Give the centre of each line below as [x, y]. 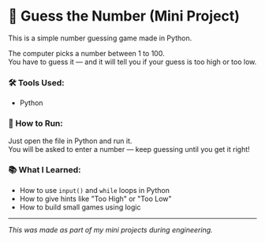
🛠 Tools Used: [36, 82]
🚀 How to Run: [35, 123]
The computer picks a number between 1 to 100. [86, 53]
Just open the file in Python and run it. [70, 141]
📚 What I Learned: [45, 170]
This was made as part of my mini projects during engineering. [110, 229]
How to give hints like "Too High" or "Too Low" [95, 199]
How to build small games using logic [80, 207]
